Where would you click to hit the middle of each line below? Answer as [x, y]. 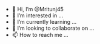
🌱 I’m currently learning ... [44, 22]
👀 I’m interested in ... [38, 15]
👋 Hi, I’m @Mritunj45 [38, 9]
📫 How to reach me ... [40, 35]
